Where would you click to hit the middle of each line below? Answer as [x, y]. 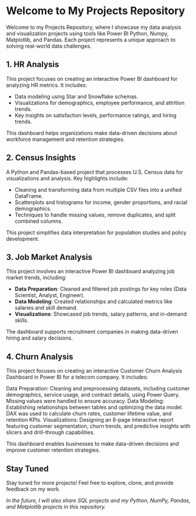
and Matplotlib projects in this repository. [56, 507]
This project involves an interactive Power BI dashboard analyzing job [90, 271]
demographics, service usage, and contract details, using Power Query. [93, 395]
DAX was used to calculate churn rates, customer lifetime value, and [89, 413]
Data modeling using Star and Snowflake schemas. [76, 96]
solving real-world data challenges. [49, 46]
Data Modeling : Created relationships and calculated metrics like [93, 301]
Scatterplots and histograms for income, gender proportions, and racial [101, 202]
